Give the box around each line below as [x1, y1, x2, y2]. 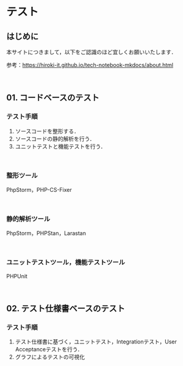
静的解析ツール [6, 214, 51, 223]
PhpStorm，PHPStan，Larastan [6, 230, 87, 237]
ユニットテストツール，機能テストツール [6, 258, 125, 267]
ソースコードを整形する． [15, 127, 80, 135]
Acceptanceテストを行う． [15, 346, 84, 353]
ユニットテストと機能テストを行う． [15, 143, 106, 150]
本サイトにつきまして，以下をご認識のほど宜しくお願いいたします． [6, 49, 177, 55]
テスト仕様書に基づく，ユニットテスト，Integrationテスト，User [15, 338, 177, 345]
